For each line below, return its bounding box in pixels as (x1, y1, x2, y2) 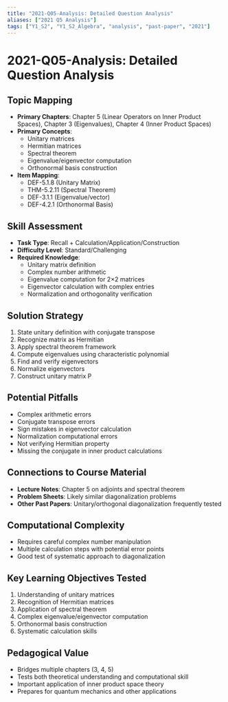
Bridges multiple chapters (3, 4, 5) (16, 666, 114, 674)
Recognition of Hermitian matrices (16, 598, 115, 606)
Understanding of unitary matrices (16, 591, 115, 599)
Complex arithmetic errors (16, 410, 91, 418)
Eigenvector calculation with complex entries (27, 283, 155, 291)
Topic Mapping (7, 94, 73, 106)
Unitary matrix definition (27, 261, 96, 269)
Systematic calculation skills (16, 627, 98, 635)
